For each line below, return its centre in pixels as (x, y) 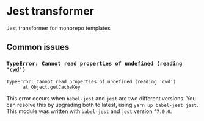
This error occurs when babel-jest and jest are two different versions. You (101, 98)
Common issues (38, 47)
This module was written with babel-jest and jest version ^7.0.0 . (89, 111)
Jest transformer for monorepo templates (59, 28)
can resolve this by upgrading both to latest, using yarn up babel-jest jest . (102, 105)
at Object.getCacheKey (51, 87)
